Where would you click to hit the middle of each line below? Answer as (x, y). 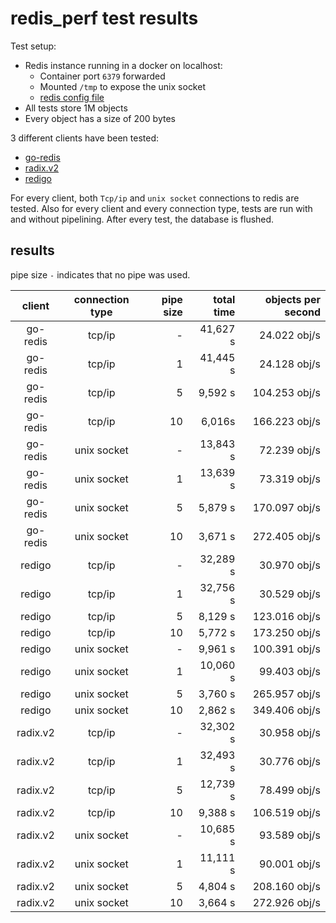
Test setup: (33, 46)
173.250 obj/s (286, 632)
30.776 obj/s (290, 761)
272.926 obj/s (286, 902)
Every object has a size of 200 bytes (100, 118)
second (302, 312)
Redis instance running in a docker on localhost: (123, 65)
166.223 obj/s (286, 421)
